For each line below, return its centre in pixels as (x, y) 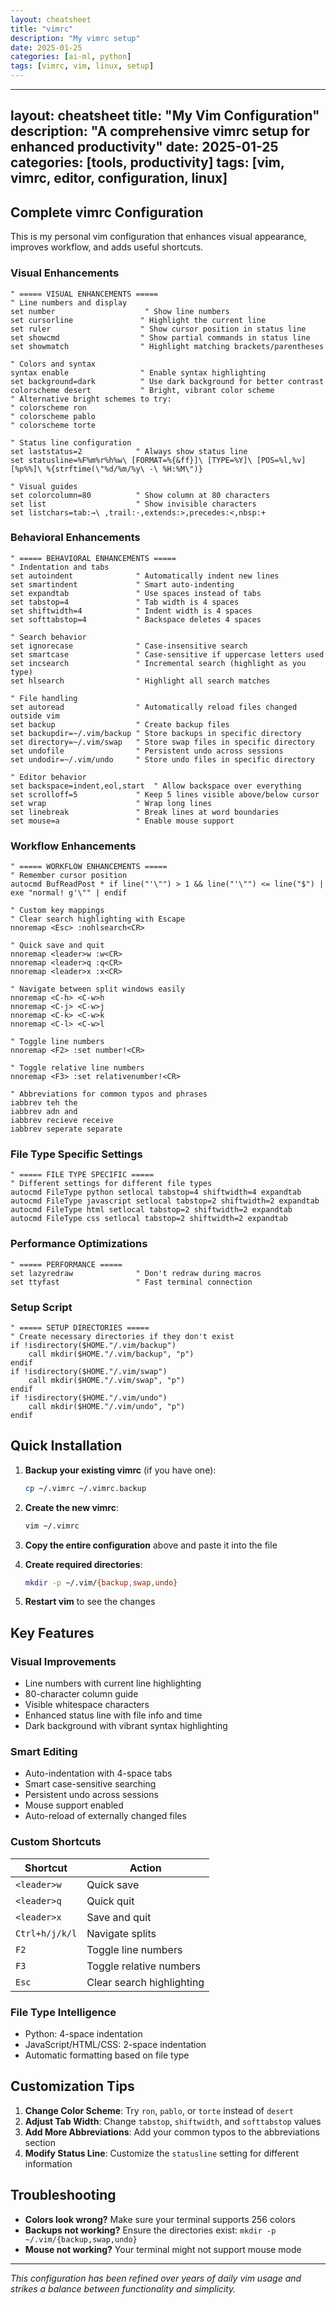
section (40, 2142)
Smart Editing (44, 1752)
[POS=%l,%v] (281, 460)
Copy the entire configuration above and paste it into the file (151, 1545)
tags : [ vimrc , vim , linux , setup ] (82, 66)
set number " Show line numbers (120, 311)
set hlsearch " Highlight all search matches (140, 681)
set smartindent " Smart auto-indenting (122, 584)
